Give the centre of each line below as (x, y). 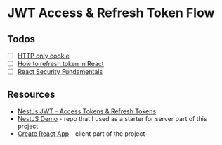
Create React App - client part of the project (81, 134)
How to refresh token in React (60, 64)
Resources (31, 94)
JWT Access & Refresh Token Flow (111, 13)
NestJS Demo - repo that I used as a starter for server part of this (112, 119)
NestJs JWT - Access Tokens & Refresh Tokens (87, 111)
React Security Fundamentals (60, 72)
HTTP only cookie (44, 56)
